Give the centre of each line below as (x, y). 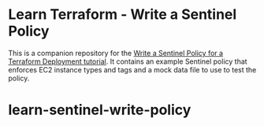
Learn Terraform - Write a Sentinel (123, 15)
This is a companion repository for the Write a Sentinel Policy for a (115, 53)
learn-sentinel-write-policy (100, 110)
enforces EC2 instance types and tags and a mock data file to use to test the (132, 69)
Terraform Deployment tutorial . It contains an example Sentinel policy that (128, 61)
